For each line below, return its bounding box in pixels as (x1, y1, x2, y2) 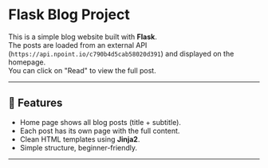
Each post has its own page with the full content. (19, 126, 180, 135)
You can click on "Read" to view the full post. (8, 65, 157, 75)
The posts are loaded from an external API (8, 40, 148, 49)
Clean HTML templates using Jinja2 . (19, 134, 140, 144)
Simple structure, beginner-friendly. (19, 143, 138, 152)
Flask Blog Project (8, 6, 130, 24)
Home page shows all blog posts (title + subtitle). (19, 117, 182, 127)
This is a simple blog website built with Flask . (8, 32, 157, 41)
